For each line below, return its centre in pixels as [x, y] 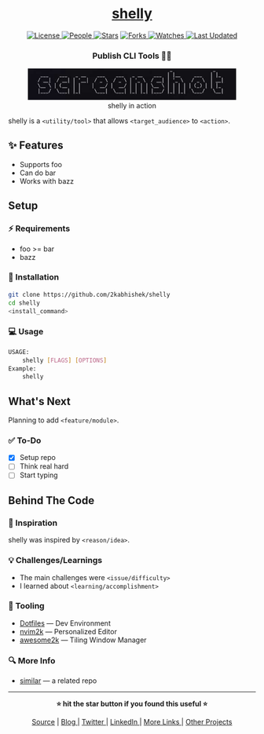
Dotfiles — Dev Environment [65, 623]
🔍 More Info [32, 660]
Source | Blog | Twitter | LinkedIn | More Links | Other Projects [132, 722]
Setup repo [38, 458]
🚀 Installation [34, 277]
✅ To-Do [25, 440]
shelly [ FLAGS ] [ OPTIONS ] [65, 360]
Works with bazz [47, 181]
